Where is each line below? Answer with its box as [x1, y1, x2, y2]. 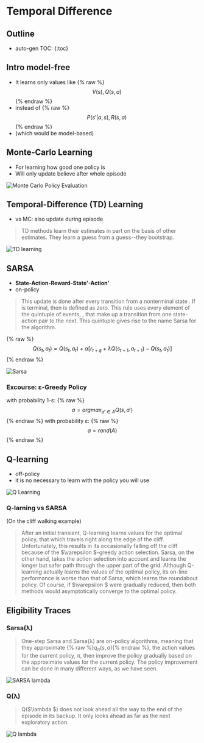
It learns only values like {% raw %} [15, 78, 105, 86]
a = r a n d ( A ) [87, 427, 118, 434]
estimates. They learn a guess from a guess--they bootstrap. [21, 233, 175, 241]
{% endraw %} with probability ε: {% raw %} [6, 418, 119, 425]
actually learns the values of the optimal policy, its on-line [43, 568, 188, 575]
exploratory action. [21, 719, 69, 726]
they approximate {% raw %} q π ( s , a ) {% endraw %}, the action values [21, 644, 195, 653]
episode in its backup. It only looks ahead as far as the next [21, 712, 171, 720]
